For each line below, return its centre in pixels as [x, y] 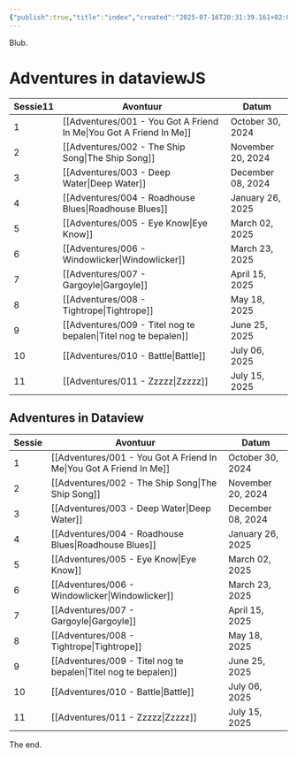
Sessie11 [34, 106]
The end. [26, 745]
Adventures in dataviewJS [107, 78]
